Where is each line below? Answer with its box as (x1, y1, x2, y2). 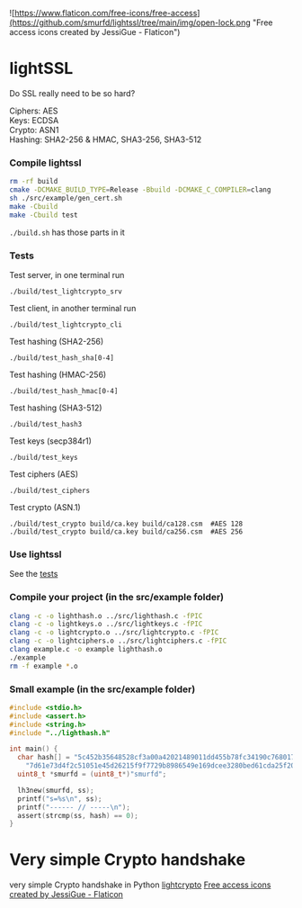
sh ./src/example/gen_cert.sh (9, 193, 123, 202)
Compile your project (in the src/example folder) (9, 591, 225, 604)
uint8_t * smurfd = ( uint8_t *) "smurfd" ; (17, 769, 167, 779)
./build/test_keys (9, 453, 78, 462)
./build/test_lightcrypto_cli (9, 319, 123, 329)
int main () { (9, 744, 58, 754)
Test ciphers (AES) (9, 468, 79, 480)
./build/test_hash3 (9, 419, 83, 428)
